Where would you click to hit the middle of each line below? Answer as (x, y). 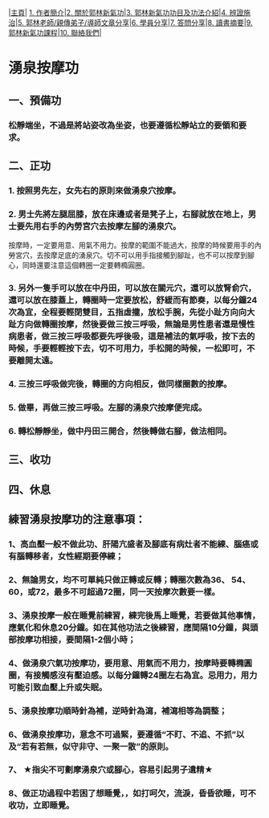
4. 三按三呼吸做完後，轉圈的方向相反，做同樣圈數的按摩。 (120, 383)
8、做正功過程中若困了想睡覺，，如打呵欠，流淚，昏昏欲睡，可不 (132, 793)
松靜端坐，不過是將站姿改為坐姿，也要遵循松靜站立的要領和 (124, 125)
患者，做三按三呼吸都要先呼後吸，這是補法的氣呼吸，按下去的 (136, 337)
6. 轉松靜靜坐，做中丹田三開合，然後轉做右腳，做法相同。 (120, 431)
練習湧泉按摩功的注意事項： (77, 519)
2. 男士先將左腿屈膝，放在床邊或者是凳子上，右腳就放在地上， (128, 214)
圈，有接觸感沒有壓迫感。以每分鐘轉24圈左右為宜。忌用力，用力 (133, 675)
